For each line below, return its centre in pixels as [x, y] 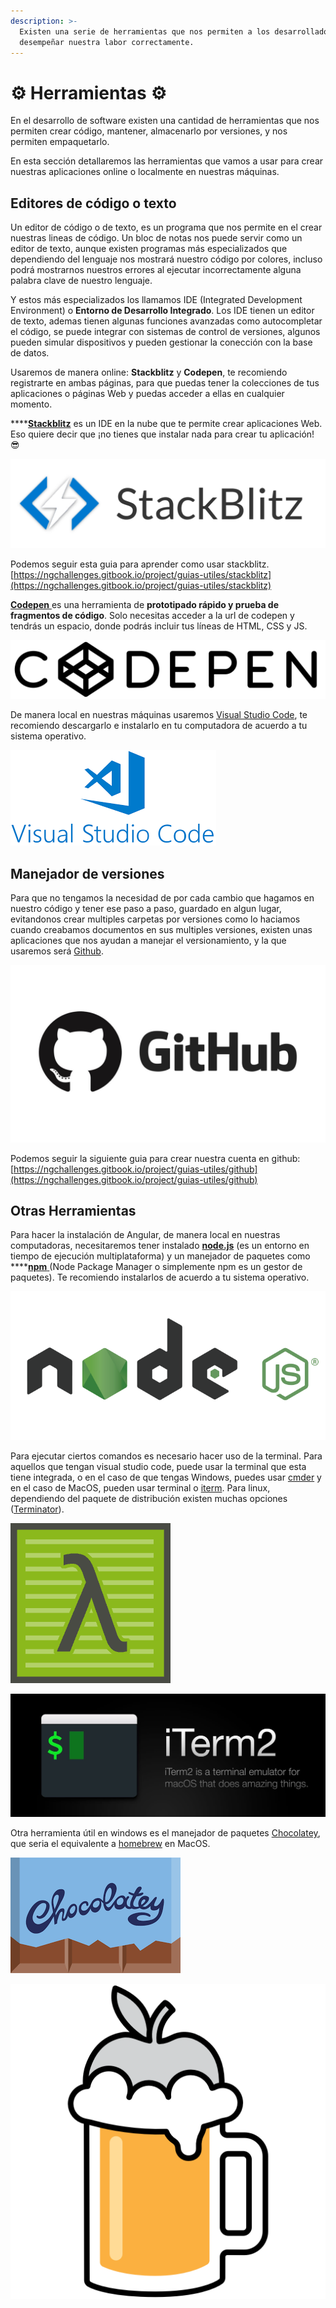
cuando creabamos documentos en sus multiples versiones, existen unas [161, 930]
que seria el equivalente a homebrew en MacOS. [110, 1843]
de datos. [30, 353]
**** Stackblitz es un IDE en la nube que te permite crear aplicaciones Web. [166, 424]
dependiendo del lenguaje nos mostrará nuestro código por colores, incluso [166, 259]
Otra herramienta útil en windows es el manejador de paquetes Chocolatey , [165, 1832]
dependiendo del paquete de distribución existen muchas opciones [149, 1499]
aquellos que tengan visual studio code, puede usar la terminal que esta [158, 1467]
